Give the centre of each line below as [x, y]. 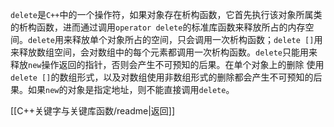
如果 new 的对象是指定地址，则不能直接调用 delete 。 [131, 89]
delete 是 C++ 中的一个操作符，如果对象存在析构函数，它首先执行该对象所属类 [166, 14]
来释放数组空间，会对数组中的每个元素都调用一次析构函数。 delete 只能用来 [164, 52]
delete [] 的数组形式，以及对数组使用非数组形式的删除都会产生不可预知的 [162, 77]
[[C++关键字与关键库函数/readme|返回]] [93, 111]
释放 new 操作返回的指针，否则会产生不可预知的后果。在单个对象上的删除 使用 [167, 64]
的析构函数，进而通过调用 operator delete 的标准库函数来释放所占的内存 [158, 27]
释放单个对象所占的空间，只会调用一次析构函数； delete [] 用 [197, 39]
